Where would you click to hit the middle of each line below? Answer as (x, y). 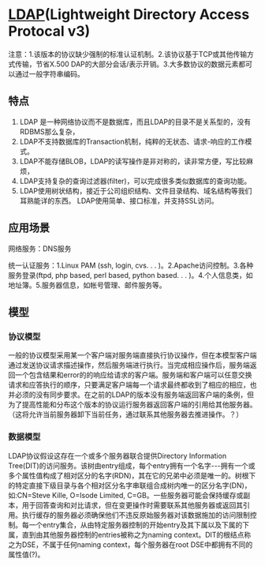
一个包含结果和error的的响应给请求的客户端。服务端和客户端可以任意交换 (133, 375)
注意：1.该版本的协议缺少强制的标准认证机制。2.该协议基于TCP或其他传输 (128, 54)
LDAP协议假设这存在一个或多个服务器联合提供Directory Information (118, 455)
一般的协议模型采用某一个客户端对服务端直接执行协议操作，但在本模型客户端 (132, 355)
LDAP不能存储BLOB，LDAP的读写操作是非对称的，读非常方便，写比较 (133, 161)
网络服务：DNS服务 (40, 248)
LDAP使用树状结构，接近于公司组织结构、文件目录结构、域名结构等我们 (136, 190)
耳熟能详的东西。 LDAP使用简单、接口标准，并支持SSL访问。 (119, 201)
